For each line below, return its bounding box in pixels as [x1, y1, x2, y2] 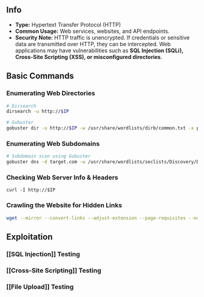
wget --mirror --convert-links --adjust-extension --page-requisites [6, 215, 186, 221]
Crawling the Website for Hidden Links [6, 201, 123, 210]
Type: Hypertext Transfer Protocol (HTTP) [15, 21, 121, 28]
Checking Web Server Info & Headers [6, 173, 118, 182]
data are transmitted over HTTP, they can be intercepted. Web [15, 40, 171, 47]
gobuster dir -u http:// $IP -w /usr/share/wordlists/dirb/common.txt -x [6, 125, 194, 131]
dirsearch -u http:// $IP [6, 109, 69, 115]
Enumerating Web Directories [6, 89, 95, 98]
